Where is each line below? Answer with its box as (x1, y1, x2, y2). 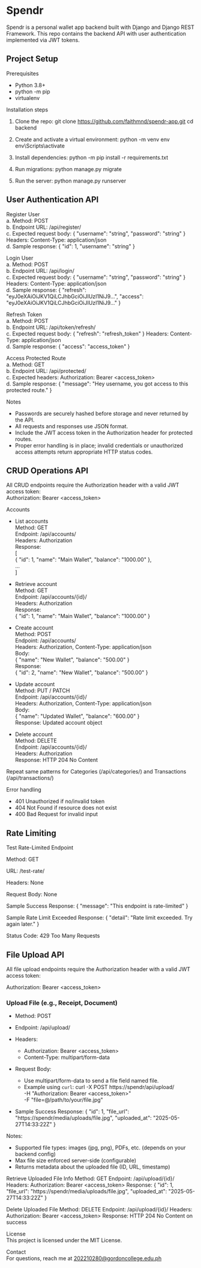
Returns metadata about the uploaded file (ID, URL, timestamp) (14, 1163, 170, 1170)
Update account (14, 681, 55, 688)
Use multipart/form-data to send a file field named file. (23, 1077, 159, 1084)
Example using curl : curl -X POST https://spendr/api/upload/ (23, 1084, 175, 1091)
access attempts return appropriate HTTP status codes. (14, 448, 153, 455)
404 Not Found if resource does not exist (14, 804, 117, 811)
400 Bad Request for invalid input (14, 811, 98, 818)
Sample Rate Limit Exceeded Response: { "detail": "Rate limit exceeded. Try (6, 914, 193, 922)
